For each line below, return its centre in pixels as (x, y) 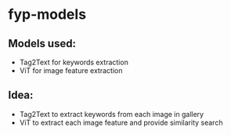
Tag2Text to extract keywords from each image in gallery (112, 114)
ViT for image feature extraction (71, 71)
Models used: (42, 44)
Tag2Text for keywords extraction (74, 62)
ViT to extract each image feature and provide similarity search (121, 122)
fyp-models (47, 15)
